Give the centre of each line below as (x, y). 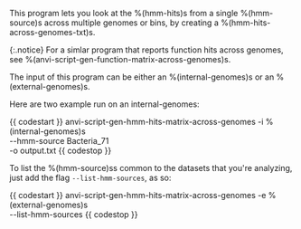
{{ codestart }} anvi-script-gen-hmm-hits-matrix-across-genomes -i (136, 122)
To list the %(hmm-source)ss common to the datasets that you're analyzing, (151, 168)
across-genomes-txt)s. (52, 32)
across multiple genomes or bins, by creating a (132, 23)
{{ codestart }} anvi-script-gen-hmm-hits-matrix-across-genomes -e (138, 195)
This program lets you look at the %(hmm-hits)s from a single (124, 13)
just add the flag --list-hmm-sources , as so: (90, 177)
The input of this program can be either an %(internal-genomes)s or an (142, 77)
